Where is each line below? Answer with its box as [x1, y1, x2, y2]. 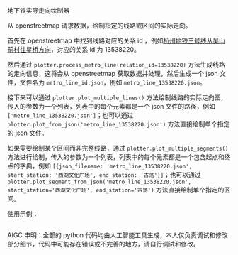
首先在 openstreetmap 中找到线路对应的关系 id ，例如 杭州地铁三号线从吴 [7, 36, 220, 45]
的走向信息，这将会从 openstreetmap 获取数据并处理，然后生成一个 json [7, 70, 218, 77]
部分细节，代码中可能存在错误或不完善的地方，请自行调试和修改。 [7, 240, 200, 248]
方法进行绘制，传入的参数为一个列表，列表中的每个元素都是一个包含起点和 [7, 153, 225, 161]
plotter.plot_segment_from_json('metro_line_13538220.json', [7, 178, 192, 185]
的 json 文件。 [7, 129, 48, 137]
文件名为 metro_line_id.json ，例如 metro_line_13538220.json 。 [19, 78, 207, 87]
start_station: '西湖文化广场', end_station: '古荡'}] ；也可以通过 [7, 170, 201, 179]
